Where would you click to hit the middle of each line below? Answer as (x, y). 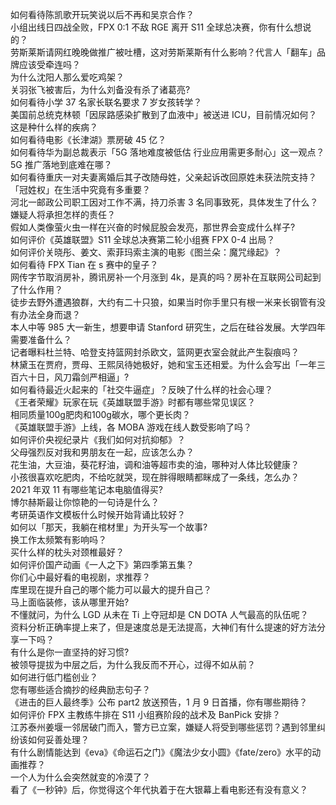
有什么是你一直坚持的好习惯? (70, 652)
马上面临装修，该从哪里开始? (70, 602)
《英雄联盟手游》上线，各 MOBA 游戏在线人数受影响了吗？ (131, 427)
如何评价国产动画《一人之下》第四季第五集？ (102, 564)
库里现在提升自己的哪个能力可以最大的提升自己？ (111, 589)
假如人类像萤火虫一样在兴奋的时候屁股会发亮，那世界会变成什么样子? (153, 227)
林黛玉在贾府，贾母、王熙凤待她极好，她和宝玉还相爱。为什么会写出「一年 (163, 364)
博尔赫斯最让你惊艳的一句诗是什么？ (85, 502)
